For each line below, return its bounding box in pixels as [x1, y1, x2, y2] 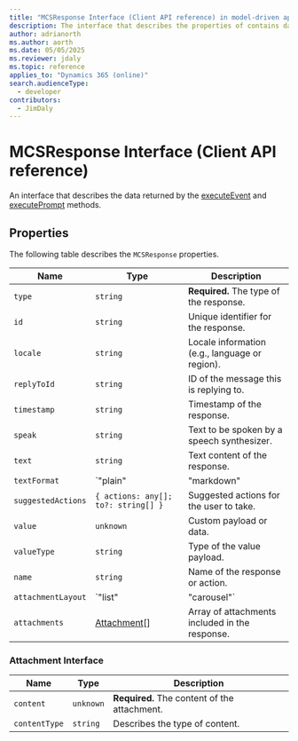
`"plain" [94, 475, 127, 486]
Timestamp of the [187, 398, 262, 410]
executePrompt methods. [9, 200, 102, 210]
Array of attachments [187, 605, 277, 618]
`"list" [94, 591, 119, 603]
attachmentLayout [13, 592, 87, 602]
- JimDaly [17, 104, 53, 113]
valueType [13, 547, 55, 556]
